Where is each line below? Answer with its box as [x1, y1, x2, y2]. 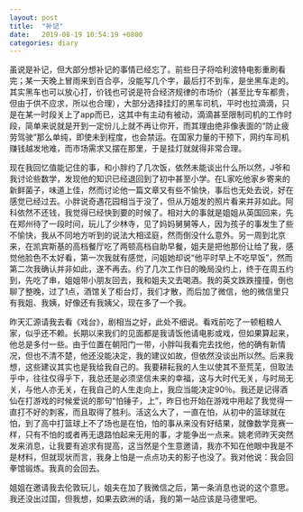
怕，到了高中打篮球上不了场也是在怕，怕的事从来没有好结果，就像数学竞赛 [9, 418, 286, 429]
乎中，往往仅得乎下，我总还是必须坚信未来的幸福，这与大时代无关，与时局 [9, 373, 286, 384]
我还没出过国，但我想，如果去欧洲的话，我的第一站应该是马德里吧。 [9, 493, 262, 505]
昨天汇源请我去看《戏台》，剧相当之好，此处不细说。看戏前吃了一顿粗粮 [9, 316, 274, 327]
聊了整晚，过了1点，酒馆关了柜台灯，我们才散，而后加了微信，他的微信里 [9, 286, 281, 297]
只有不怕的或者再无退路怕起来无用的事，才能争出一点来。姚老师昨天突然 [24, 429, 294, 440]
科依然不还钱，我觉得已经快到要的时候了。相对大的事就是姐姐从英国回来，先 [9, 207, 294, 218]
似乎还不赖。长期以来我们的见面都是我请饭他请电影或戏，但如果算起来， [24, 328, 294, 339]
